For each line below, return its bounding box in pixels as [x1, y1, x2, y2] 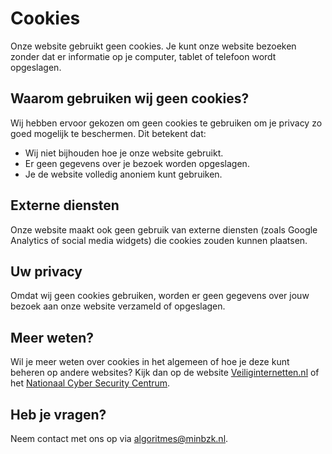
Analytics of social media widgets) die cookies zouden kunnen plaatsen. [10, 234, 308, 246]
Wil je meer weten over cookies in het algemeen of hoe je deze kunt [10, 356, 290, 368]
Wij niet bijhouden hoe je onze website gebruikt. [24, 147, 224, 159]
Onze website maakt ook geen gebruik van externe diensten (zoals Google [10, 223, 318, 236]
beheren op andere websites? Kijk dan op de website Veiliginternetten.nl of [10, 367, 320, 379]
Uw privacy [10, 263, 83, 280]
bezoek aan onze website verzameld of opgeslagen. [10, 300, 226, 312]
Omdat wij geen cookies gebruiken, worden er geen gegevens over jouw [10, 290, 310, 302]
